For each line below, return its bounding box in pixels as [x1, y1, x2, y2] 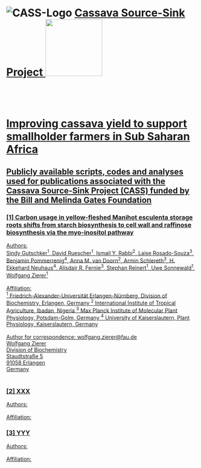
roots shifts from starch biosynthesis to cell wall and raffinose [6, 221, 192, 229]
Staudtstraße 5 [6, 353, 43, 360]
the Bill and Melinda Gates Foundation [6, 195, 152, 205]
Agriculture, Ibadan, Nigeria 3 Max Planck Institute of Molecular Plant [6, 305, 178, 314]
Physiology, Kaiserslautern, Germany [6, 320, 98, 328]
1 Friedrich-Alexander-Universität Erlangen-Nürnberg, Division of [6, 291, 168, 299]
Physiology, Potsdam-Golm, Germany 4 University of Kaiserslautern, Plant [6, 313, 190, 322]
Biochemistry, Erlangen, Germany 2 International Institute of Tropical [6, 298, 176, 307]
